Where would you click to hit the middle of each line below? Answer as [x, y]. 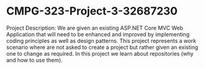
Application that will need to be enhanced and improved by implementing [98, 34]
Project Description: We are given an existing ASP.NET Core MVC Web [95, 28]
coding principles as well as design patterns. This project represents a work [101, 41]
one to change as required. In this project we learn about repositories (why [100, 53]
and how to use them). [34, 60]
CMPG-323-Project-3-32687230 [92, 11]
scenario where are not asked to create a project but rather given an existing [102, 47]
